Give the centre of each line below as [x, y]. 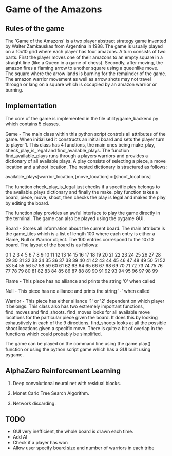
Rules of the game [35, 29]
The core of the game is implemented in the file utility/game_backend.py [82, 118]
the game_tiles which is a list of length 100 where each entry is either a [80, 234]
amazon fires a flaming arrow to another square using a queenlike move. [82, 68]
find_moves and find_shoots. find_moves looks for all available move [78, 312]
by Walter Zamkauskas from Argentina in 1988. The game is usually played [84, 46]
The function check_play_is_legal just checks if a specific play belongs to [83, 187]
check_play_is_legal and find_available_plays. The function [67, 150]
